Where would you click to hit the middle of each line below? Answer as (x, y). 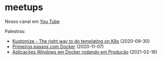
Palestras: (15, 31)
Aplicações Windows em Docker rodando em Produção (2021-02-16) (85, 52)
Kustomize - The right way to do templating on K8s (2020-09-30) (81, 41)
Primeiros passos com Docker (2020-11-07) (58, 46)
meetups (24, 7)
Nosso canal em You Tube (32, 21)
